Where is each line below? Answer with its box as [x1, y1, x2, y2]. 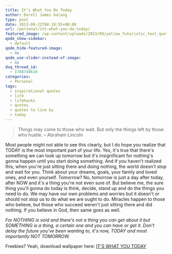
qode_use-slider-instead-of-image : [5, 55, 81, 60]
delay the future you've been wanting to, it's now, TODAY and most [5, 227, 147, 234]
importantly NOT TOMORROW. [5, 233, 70, 239]
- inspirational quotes [10, 88, 60, 94]
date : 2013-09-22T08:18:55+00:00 [5, 22, 77, 27]
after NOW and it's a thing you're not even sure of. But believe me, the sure [5, 180, 164, 186]
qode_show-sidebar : [5, 36, 47, 41]
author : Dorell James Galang [5, 12, 68, 17]
